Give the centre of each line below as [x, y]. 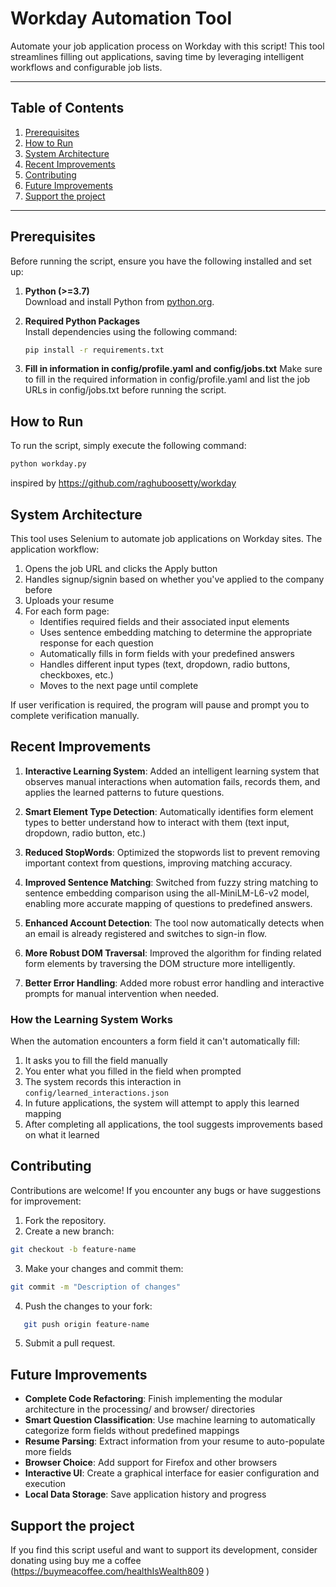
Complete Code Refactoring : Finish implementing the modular [153, 1399]
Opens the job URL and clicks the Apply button [121, 568]
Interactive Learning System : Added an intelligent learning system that [172, 771]
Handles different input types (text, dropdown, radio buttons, [165, 664]
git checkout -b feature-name [73, 1249]
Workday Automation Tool [121, 18]
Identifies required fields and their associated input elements [164, 621]
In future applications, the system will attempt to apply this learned [162, 1103]
